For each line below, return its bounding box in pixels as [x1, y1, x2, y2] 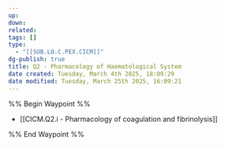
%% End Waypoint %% [8, 129, 84, 138]
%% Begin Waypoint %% [8, 99, 91, 108]
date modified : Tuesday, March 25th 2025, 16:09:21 [8, 77, 182, 85]
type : [8, 41, 26, 49]
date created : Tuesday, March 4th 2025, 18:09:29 [8, 70, 175, 78]
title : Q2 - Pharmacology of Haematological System [8, 63, 182, 71]
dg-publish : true [8, 56, 66, 64]
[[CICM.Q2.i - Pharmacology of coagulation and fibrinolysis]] [19, 114, 219, 123]
